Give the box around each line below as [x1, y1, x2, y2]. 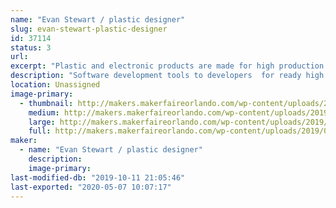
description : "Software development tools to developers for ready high [10, 71, 325, 81]
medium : [28, 107, 60, 118]
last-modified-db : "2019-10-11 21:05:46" [10, 172, 186, 183]
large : [28, 117, 56, 127]
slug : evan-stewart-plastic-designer [10, 24, 168, 34]
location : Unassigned [10, 80, 101, 90]
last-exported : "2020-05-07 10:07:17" [10, 182, 172, 192]
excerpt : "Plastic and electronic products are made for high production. [10, 61, 329, 71]
